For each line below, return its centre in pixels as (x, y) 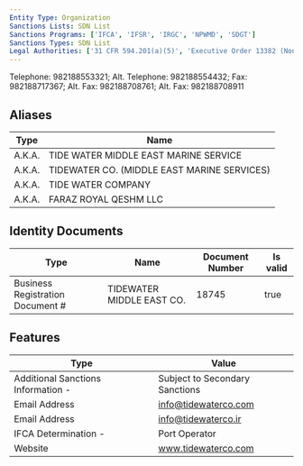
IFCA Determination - (60, 434)
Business (33, 283)
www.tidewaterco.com (206, 448)
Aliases (31, 115)
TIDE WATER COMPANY (100, 184)
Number (226, 268)
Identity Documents (66, 231)
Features (35, 338)
